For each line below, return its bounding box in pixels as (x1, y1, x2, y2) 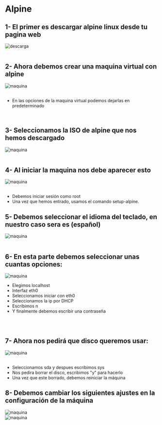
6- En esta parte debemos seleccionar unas (5, 252, 140, 261)
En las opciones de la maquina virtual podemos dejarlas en (12, 97, 130, 103)
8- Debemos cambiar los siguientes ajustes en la (5, 389, 155, 397)
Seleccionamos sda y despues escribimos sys (12, 364, 105, 370)
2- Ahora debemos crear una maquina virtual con (5, 62, 157, 71)
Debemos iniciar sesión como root (12, 194, 81, 199)
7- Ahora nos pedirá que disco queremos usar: (5, 337, 149, 345)
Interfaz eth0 (12, 288, 38, 294)
